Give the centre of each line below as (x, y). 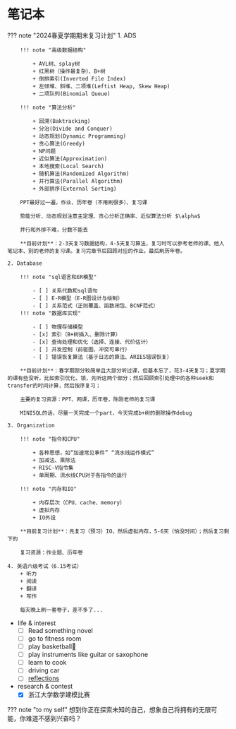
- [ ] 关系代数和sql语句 (65, 290)
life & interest (37, 623)
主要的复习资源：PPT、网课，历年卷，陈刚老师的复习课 (88, 399)
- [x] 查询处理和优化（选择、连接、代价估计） (92, 342)
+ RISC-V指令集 (53, 468)
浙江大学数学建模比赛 (59, 695)
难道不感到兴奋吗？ (54, 718)
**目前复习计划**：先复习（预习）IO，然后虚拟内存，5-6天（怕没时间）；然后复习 (122, 531)
